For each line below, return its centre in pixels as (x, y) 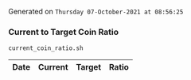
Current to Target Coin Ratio (64, 32)
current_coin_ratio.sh (46, 48)
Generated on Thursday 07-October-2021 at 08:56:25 (96, 11)
